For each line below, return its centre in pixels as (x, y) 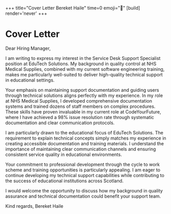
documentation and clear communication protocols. (60, 123)
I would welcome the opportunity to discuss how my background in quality (84, 190)
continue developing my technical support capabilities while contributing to (85, 175)
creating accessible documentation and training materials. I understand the (85, 143)
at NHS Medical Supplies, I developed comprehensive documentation (79, 101)
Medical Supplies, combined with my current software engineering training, (85, 69)
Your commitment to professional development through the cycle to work (83, 164)
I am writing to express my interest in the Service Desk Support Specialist (83, 58)
